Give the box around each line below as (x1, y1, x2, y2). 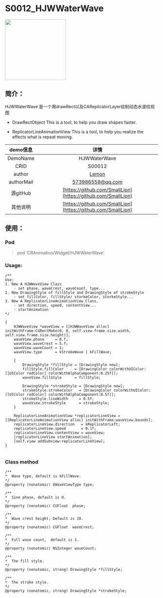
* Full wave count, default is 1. (5, 537, 79, 543)
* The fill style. (5, 559, 45, 564)
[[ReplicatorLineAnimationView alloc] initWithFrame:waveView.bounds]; (5, 417, 153, 422)
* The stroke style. (5, 580, 49, 585)
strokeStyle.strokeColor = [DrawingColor (22, 388, 112, 393)
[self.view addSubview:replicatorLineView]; (14, 439, 105, 444)
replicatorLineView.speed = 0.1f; (14, 426, 97, 431)
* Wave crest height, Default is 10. (5, 516, 83, 521)
